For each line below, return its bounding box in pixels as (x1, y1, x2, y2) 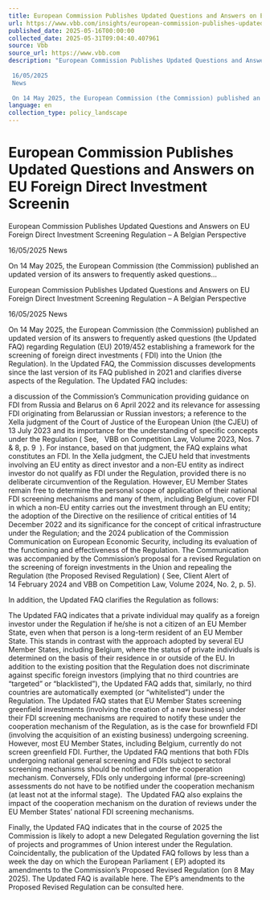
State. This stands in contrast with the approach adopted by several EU (8, 636, 244, 645)
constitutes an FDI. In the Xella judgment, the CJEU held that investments (8, 451, 251, 460)
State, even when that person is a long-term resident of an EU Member (8, 628, 243, 637)
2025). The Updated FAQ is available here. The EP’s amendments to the (8, 873, 245, 883)
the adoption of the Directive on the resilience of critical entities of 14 (8, 511, 237, 521)
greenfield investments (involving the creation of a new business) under (8, 704, 247, 714)
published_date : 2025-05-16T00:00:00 (8, 27, 135, 35)
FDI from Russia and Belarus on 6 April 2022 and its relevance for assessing (8, 399, 260, 410)
